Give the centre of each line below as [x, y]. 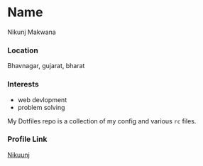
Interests [23, 84]
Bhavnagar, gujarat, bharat [46, 66]
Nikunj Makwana [32, 32]
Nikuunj [18, 155]
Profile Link [27, 139]
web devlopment [42, 99]
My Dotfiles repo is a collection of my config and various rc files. [102, 121]
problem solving [41, 107]
